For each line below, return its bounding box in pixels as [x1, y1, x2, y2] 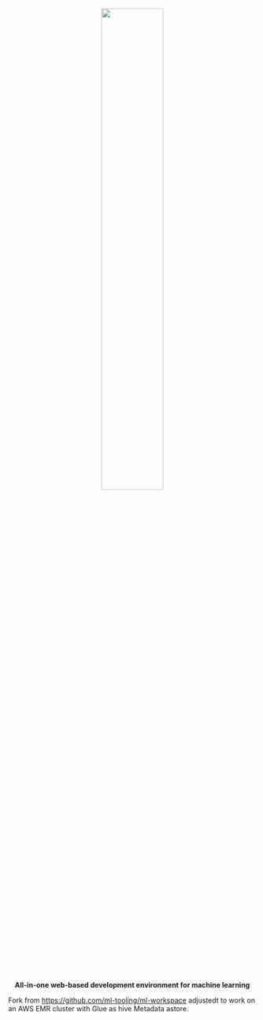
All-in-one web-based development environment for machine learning [14, 980, 250, 989]
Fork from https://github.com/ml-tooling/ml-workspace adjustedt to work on [8, 996, 256, 1005]
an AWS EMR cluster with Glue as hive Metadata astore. [8, 1003, 189, 1013]
